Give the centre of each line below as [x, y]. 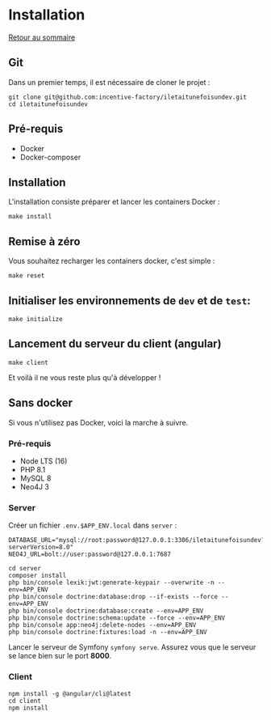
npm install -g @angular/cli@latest [70, 693]
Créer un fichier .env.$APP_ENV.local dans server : [93, 525]
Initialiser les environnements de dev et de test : [130, 301]
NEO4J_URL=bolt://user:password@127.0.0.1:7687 [90, 555]
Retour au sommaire [42, 37]
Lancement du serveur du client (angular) [115, 344]
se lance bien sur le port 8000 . [60, 656]
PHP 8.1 [33, 469]
